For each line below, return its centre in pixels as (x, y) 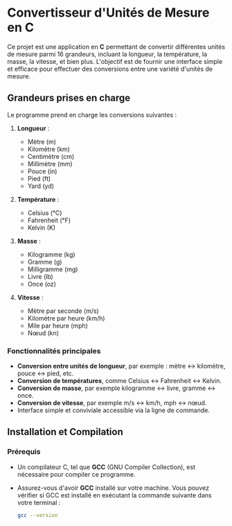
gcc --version (37, 515)
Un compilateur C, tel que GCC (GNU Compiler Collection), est (106, 467)
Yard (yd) (41, 186)
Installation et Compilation (65, 432)
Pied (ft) (39, 178)
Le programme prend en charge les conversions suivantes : (92, 114)
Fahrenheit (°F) (49, 220)
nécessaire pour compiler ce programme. (76, 474)
